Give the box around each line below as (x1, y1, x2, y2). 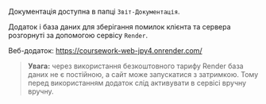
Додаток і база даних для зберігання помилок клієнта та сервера (8, 22, 232, 31)
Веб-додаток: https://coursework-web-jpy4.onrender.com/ (8, 46, 202, 55)
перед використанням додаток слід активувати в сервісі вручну (27, 79, 247, 87)
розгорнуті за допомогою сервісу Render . (8, 31, 148, 40)
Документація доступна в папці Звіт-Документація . (8, 7, 180, 16)
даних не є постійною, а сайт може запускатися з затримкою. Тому (27, 70, 259, 79)
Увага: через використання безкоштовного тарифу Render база (27, 61, 244, 71)
